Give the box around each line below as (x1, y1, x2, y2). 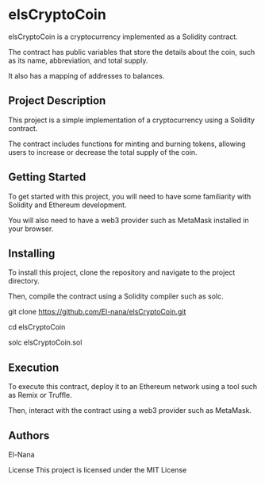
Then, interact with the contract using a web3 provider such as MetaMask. (8, 406, 252, 415)
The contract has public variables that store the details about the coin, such (8, 47, 255, 56)
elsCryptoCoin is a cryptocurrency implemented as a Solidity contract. (8, 32, 238, 41)
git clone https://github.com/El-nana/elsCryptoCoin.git (8, 307, 186, 317)
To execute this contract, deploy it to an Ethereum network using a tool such (8, 382, 258, 391)
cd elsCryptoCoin (8, 322, 66, 332)
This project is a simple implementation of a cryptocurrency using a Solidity (8, 115, 255, 125)
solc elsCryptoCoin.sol (8, 337, 83, 347)
